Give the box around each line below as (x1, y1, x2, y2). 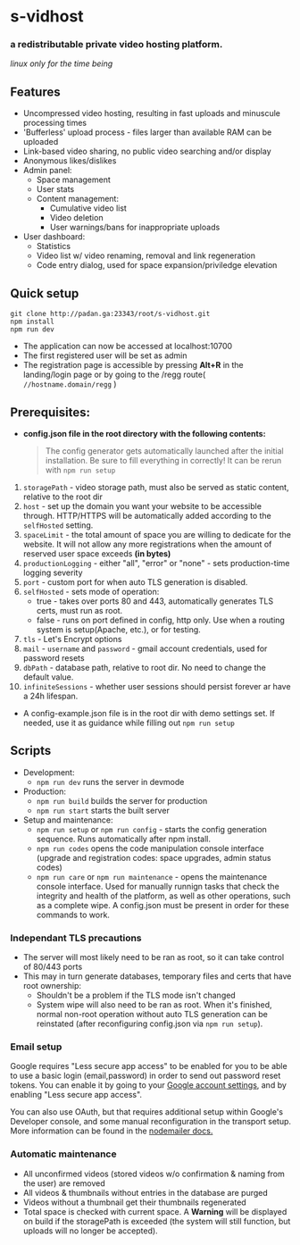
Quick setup (10, 286, 79, 301)
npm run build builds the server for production (36, 795, 208, 806)
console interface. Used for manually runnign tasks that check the (36, 881, 279, 891)
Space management (36, 174, 111, 185)
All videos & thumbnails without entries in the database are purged (22, 1187, 269, 1198)
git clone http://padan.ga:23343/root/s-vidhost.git (10, 310, 211, 319)
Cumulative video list (49, 203, 128, 213)
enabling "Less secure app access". (10, 1090, 142, 1100)
